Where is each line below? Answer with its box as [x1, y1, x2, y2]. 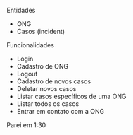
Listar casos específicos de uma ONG [16, 92, 127, 100]
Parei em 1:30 [6, 121, 46, 129]
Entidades [6, 6, 36, 14]
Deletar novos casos [16, 85, 77, 93]
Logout [16, 70, 38, 78]
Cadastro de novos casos [16, 77, 91, 86]
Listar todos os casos [16, 100, 80, 108]
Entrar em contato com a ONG [16, 107, 105, 115]
